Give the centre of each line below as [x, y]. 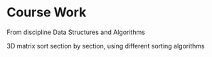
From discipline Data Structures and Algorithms [76, 32]
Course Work [47, 12]
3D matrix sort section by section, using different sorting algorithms [106, 46]
